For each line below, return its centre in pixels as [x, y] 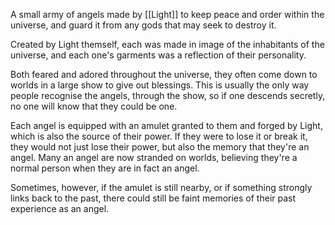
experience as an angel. [60, 208]
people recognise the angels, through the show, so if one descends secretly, [168, 95]
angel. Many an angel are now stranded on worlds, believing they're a [154, 157]
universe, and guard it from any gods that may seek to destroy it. [143, 25]
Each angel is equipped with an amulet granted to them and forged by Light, [166, 125]
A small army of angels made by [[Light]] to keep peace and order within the [167, 14]
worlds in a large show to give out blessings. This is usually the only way [160, 85]
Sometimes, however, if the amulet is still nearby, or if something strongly [161, 187]
